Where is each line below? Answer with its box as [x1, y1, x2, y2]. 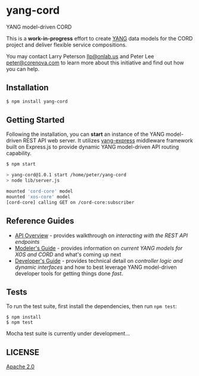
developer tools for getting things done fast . [14, 269, 123, 277]
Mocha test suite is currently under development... [6, 330, 130, 337]
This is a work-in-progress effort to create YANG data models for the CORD [6, 35, 193, 42]
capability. [6, 150, 32, 157]
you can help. [6, 65, 40, 72]
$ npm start [6, 161, 36, 167]
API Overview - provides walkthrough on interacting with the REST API [14, 232, 188, 239]
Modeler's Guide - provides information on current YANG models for [14, 244, 183, 251]
